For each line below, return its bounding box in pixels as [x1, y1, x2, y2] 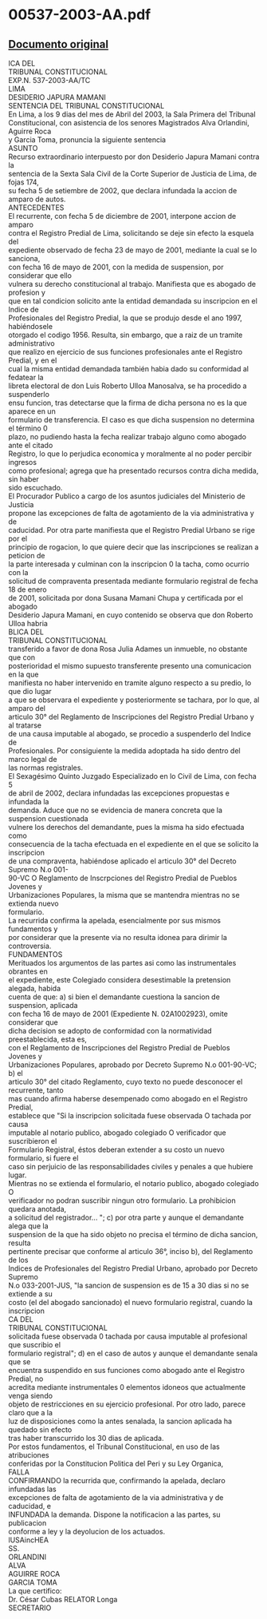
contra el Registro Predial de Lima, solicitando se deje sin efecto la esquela [8, 228, 254, 237]
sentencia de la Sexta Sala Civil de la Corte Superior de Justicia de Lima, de [8, 169, 257, 178]
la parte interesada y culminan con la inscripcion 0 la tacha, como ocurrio [8, 559, 249, 569]
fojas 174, [8, 177, 40, 187]
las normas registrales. [8, 763, 84, 772]
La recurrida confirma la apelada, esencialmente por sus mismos [8, 916, 222, 925]
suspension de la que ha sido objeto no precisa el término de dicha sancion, [8, 1230, 258, 1239]
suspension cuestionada [8, 814, 89, 823]
